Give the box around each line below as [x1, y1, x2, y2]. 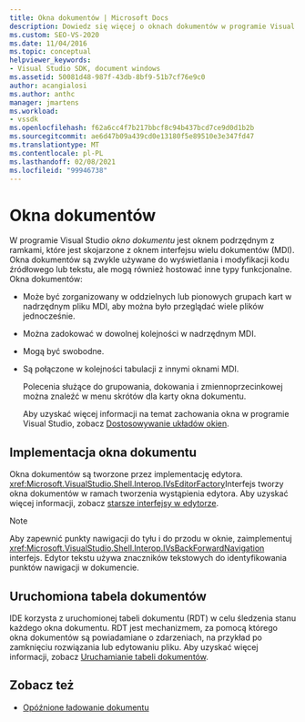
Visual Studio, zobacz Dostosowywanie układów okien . [22, 418, 229, 429]
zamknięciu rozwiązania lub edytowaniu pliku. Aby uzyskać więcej [9, 641, 259, 652]
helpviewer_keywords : [9, 56, 92, 65]
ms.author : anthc [9, 89, 76, 98]
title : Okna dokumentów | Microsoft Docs [9, 13, 169, 23]
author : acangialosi [9, 81, 88, 90]
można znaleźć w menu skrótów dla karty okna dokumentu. [22, 391, 247, 402]
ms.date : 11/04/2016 [9, 38, 88, 48]
